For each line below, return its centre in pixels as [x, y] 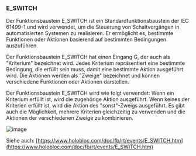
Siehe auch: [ [22, 141]
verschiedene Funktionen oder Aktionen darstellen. [68, 82]
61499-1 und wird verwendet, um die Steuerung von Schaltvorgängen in [93, 27]
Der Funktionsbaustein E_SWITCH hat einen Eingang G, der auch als [88, 57]
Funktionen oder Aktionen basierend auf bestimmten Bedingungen [86, 40]
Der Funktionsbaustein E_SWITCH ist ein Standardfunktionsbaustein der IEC [97, 21]
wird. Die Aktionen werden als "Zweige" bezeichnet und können [83, 76]
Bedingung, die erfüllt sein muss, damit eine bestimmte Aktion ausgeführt [95, 70]
